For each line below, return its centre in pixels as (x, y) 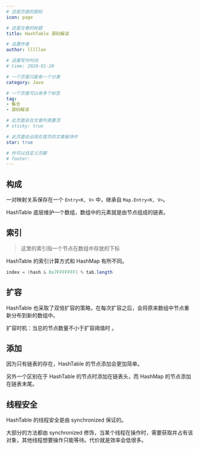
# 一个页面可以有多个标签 (33, 93)
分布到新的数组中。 (34, 315)
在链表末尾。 (22, 384)
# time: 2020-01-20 (30, 66)
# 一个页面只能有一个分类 (33, 77)
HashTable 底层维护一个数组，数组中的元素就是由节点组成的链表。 (87, 213)
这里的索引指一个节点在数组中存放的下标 (70, 248)
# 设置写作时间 (22, 61)
